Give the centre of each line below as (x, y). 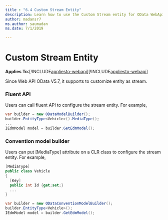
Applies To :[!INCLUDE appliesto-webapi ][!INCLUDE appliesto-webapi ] (77, 72)
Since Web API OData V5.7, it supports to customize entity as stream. (76, 81)
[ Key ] (15, 180)
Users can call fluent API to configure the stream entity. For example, (76, 105)
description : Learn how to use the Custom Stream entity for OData (77, 15)
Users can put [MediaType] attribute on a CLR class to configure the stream (83, 152)
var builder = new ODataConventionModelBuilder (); (59, 203)
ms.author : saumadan (27, 24)
